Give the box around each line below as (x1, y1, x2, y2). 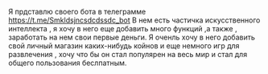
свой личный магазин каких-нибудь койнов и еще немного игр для (8, 41, 240, 51)
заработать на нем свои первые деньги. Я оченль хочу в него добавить (8, 32, 255, 42)
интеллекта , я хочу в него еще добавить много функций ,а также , (8, 24, 237, 33)
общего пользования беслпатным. (8, 58, 127, 68)
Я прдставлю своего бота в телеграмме (8, 7, 146, 16)
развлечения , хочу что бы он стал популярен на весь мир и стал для (8, 50, 248, 59)
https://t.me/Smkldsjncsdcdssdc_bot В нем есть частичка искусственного (8, 15, 261, 25)
